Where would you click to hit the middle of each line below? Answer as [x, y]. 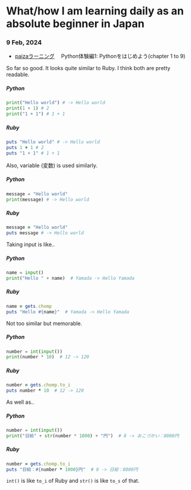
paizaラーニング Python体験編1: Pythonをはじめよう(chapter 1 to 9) [100, 56]
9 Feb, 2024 [24, 43]
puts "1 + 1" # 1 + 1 [33, 153]
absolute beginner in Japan [76, 24]
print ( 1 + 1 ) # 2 [28, 108]
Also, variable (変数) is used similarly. [52, 165]
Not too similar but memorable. [44, 323]
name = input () [25, 273]
